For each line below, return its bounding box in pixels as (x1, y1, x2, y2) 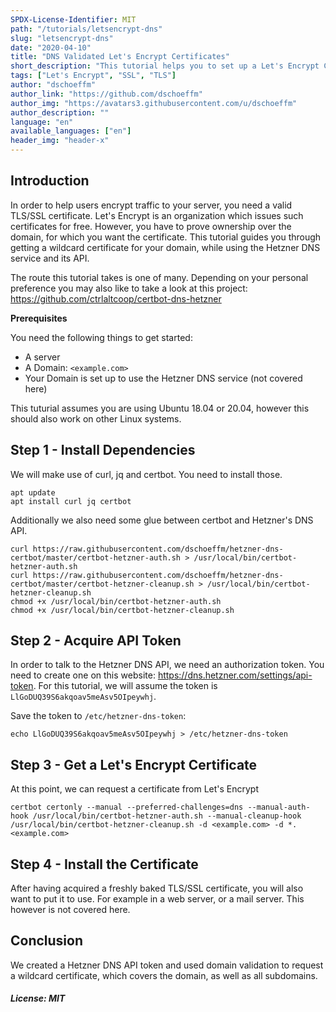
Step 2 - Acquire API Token (10, 632, 182, 650)
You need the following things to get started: (10, 331, 193, 343)
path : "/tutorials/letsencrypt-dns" (10, 24, 163, 34)
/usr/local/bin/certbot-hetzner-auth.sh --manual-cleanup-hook (32, 811, 302, 821)
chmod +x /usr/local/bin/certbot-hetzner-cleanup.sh (10, 605, 235, 615)
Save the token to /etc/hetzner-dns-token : (10, 710, 187, 722)
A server (24, 351, 61, 363)
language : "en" (10, 117, 74, 127)
